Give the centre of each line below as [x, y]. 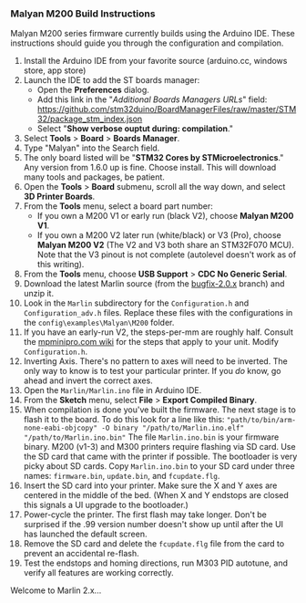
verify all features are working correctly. [98, 573]
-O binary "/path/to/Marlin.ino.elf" [173, 428]
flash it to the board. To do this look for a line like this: [124, 420]
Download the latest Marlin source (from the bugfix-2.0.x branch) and [154, 284]
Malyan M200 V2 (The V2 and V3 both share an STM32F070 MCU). [165, 245]
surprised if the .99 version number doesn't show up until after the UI [153, 525]
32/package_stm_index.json [90, 119]
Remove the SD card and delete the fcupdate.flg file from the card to [154, 544]
